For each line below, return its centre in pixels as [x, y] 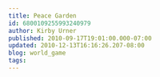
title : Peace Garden [43, 16]
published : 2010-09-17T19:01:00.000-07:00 [80, 38]
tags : [17, 61]
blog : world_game [37, 53]
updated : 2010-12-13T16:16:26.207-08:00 [77, 46]
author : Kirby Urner [43, 30]
